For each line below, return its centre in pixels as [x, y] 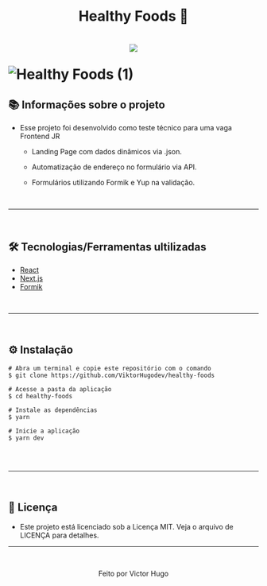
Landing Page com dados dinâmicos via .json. [107, 152]
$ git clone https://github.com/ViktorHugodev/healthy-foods [112, 375]
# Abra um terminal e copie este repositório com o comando [110, 368]
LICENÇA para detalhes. [59, 535]
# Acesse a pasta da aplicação [60, 389]
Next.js [31, 278]
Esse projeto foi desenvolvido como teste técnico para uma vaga [126, 128]
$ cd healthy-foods [41, 396]
